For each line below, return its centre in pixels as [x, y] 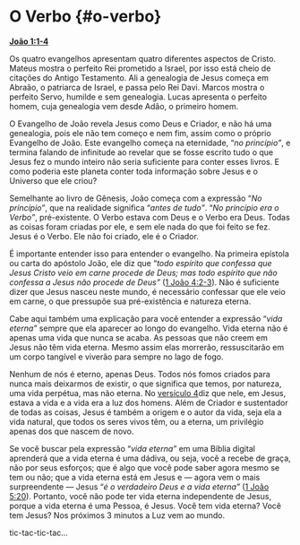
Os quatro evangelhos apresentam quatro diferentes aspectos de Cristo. [142, 58]
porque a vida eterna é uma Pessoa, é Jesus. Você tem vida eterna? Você [146, 506]
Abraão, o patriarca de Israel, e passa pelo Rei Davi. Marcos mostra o [137, 87]
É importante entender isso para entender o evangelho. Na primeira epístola [149, 254]
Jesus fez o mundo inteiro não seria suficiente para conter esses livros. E [145, 161]
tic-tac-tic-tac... [39, 532]
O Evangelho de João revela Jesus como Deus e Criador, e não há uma [141, 124]
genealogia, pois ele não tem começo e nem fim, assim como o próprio [140, 133]
